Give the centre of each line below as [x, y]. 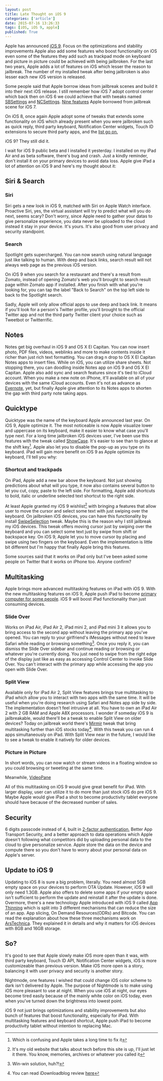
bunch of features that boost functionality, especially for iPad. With [72, 1015]
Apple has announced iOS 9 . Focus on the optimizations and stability [74, 46]
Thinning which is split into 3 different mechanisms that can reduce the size [81, 908]
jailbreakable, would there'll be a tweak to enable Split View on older [73, 718]
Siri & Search [25, 181]
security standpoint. [25, 232]
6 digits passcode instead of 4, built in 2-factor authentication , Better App [79, 829]
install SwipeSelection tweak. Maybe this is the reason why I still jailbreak [78, 521]
